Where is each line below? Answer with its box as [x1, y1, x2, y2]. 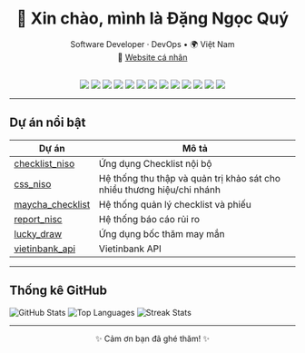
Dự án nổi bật [9, 115, 86, 131]
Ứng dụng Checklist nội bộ [98, 157, 212, 170]
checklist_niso [14, 157, 75, 170]
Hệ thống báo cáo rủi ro [98, 212, 200, 225]
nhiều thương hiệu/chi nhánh [98, 183, 221, 196]
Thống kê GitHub [9, 283, 107, 299]
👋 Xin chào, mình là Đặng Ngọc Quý [16, 8, 289, 29]
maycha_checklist [14, 198, 91, 211]
